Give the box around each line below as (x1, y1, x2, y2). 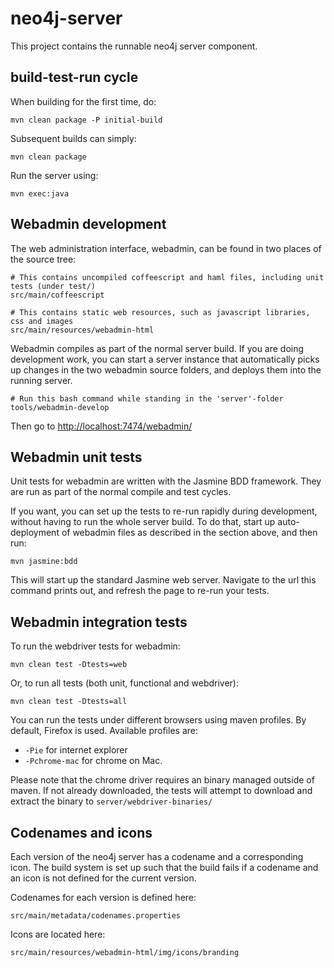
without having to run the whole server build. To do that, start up (10, 516, 276, 528)
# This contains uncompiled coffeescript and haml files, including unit (10, 272, 325, 282)
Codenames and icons (10, 824, 153, 841)
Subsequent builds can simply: (10, 132, 137, 144)
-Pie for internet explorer (24, 744, 128, 756)
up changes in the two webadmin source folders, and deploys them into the (10, 363, 322, 376)
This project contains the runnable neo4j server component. (10, 40, 258, 52)
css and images (10, 316, 74, 326)
